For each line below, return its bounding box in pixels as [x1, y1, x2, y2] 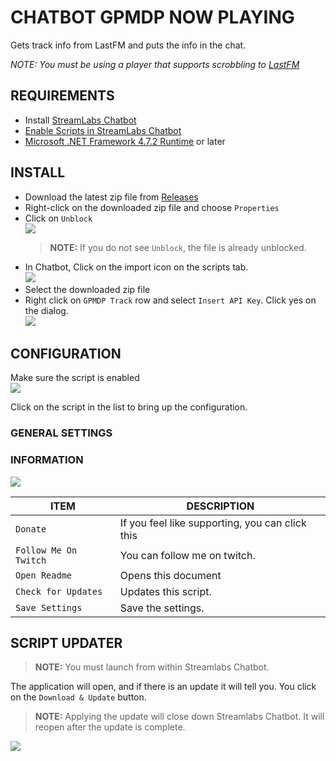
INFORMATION [10, 453, 84, 467]
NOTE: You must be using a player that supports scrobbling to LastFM [10, 58, 300, 70]
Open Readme [15, 569, 73, 581]
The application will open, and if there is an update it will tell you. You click [10, 681, 317, 693]
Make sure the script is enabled [10, 372, 140, 384]
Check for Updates [15, 586, 103, 597]
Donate [15, 523, 47, 535]
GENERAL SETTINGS [10, 426, 113, 440]
